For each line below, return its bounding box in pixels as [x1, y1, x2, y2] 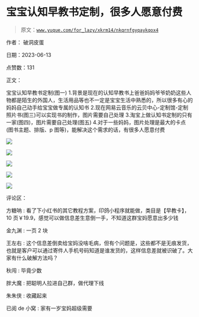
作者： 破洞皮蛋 [6, 39, 44, 46]
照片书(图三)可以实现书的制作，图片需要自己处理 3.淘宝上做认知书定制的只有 [6, 111, 192, 119]
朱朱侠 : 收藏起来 [6, 292, 47, 299]
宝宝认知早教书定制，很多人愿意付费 [6, 5, 183, 19]
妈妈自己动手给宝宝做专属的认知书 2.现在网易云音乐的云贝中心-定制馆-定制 [6, 104, 188, 111]
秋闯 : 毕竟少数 [6, 267, 42, 274]
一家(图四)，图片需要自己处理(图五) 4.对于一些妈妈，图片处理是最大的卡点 [6, 119, 186, 126]
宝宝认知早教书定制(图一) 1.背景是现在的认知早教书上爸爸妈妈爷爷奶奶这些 [6, 89, 187, 96]
